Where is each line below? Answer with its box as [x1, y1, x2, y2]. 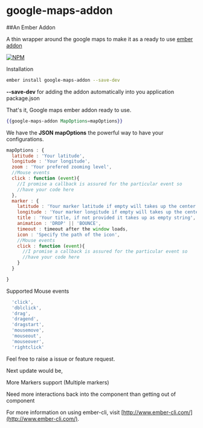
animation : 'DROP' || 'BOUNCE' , [17, 221, 101, 227]
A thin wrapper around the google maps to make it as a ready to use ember [6, 35, 193, 42]
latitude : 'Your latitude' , [11, 153, 85, 159]
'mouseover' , [11, 338, 45, 344]
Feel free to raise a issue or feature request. [6, 355, 115, 363]
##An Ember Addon [6, 24, 56, 31]
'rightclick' [11, 344, 45, 350]
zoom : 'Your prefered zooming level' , [11, 164, 112, 170]
